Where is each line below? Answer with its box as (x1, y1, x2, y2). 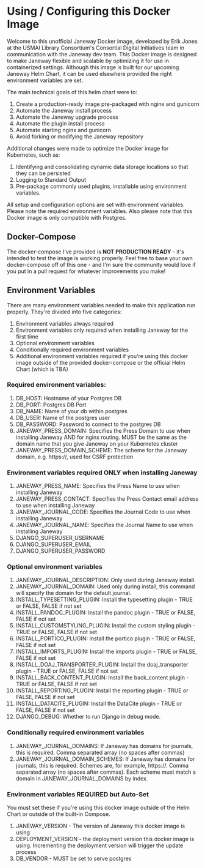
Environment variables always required (15, 320, 114, 327)
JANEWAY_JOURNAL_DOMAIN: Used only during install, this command (15, 583, 195, 590)
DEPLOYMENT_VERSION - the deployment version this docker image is (15, 836, 195, 843)
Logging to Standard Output (15, 176, 86, 183)
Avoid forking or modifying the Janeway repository (15, 133, 144, 140)
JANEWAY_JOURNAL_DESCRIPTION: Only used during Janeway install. (15, 577, 196, 584)
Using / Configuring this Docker (7, 4, 171, 18)
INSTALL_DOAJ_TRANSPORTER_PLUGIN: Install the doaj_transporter (15, 661, 189, 668)
